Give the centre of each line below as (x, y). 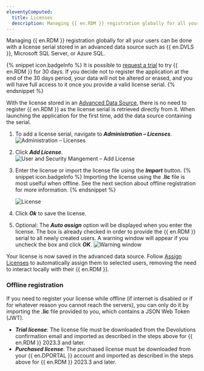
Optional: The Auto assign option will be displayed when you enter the (104, 225)
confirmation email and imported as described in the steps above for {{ (104, 336)
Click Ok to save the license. (51, 213)
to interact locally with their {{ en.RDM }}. (58, 269)
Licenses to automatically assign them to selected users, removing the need (101, 263)
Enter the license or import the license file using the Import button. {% (103, 170)
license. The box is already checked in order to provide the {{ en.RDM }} (105, 232)
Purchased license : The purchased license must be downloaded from (103, 349)
